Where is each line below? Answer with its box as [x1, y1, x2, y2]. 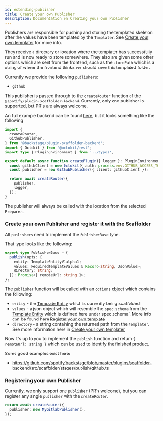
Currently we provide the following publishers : [5, 74, 98, 80]
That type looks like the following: [5, 241, 73, 247]
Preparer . [5, 208, 24, 214]
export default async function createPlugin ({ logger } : [5, 158, 123, 163]
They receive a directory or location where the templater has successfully [5, 49, 153, 55]
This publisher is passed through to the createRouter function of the [5, 93, 141, 99]
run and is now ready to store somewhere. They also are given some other [5, 54, 154, 60]
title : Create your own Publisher [5, 12, 75, 17]
